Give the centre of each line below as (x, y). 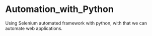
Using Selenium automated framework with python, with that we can (76, 23)
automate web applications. (34, 28)
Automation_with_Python (60, 9)
